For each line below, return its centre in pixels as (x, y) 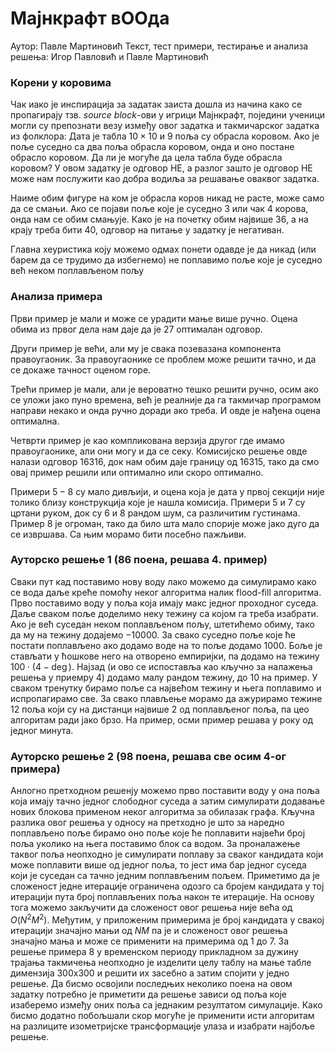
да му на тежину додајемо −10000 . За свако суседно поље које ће (153, 634)
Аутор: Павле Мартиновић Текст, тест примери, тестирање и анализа (159, 46)
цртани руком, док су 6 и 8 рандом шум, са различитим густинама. (155, 513)
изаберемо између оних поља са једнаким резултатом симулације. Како (166, 1004)
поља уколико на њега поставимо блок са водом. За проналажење (155, 844)
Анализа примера (56, 297)
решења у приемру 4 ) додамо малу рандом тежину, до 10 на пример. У (164, 677)
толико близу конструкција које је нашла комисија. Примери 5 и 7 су (158, 502)
